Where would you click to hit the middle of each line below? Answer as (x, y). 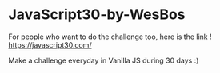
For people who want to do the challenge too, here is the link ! (110, 36)
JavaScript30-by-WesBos (97, 15)
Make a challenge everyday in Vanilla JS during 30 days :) (104, 60)
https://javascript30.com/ (50, 44)
